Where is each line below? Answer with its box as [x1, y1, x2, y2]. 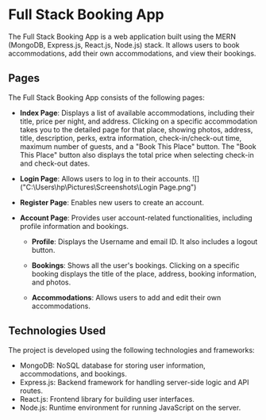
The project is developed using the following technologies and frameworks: [8, 345, 256, 354]
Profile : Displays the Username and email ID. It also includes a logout [31, 236, 258, 246]
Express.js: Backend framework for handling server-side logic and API [19, 377, 249, 387]
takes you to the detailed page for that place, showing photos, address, [19, 124, 253, 134]
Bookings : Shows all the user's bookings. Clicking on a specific [31, 260, 240, 270]
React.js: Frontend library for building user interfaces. [19, 394, 195, 403]
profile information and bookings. [19, 221, 129, 231]
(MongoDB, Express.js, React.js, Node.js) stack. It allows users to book [8, 40, 240, 49]
